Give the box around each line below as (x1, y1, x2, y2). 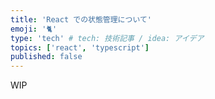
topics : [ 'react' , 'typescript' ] (10, 42, 150, 53)
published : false (10, 52, 83, 62)
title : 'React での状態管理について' (10, 14, 152, 25)
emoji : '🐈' (10, 24, 58, 34)
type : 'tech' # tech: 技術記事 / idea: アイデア (10, 33, 205, 43)
